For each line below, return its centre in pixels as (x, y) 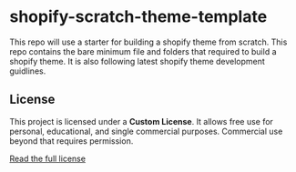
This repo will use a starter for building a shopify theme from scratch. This (148, 42)
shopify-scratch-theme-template (138, 17)
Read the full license (48, 158)
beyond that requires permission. (71, 141)
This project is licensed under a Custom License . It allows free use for (141, 121)
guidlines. (28, 71)
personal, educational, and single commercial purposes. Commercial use (146, 131)
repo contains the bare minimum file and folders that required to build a (143, 51)
